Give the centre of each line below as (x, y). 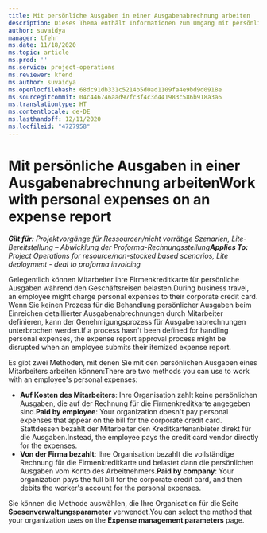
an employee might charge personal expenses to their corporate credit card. (133, 296)
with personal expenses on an (109, 199)
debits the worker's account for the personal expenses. (110, 488)
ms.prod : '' (28, 60)
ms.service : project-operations (62, 68)
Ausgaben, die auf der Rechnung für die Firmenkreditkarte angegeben (135, 403)
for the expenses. (48, 445)
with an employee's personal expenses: (73, 379)
